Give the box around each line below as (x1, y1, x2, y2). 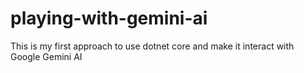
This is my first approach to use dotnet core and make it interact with (10, 40, 295, 52)
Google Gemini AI (10, 50, 83, 62)
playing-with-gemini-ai (10, 7, 208, 30)
